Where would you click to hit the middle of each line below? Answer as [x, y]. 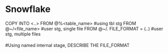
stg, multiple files [23, 34]
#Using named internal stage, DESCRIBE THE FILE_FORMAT [67, 45]
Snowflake [28, 9]
